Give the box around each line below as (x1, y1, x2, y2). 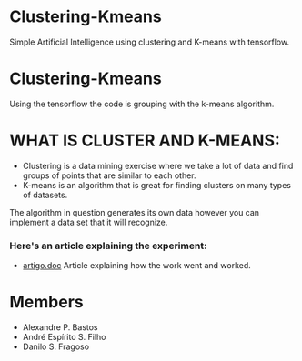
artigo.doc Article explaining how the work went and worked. (22, 260, 252, 271)
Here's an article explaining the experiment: (9, 239, 207, 252)
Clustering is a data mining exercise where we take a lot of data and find (22, 160, 294, 171)
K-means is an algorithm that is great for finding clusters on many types (22, 179, 291, 190)
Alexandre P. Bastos (22, 322, 98, 333)
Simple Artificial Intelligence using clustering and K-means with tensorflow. (9, 36, 289, 47)
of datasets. (22, 189, 68, 200)
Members (9, 292, 84, 313)
